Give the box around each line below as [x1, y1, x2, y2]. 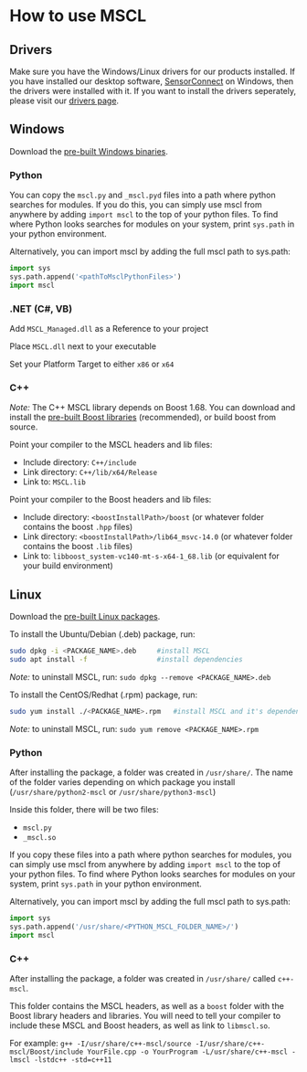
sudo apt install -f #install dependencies [9, 655, 244, 664]
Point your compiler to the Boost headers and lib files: [9, 494, 212, 505]
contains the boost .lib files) [22, 541, 133, 552]
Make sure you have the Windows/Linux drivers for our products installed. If [9, 66, 295, 77]
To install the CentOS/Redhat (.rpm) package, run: [9, 689, 198, 700]
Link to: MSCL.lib [22, 476, 87, 487]
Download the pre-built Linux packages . [9, 611, 161, 622]
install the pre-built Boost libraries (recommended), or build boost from [9, 412, 277, 423]
